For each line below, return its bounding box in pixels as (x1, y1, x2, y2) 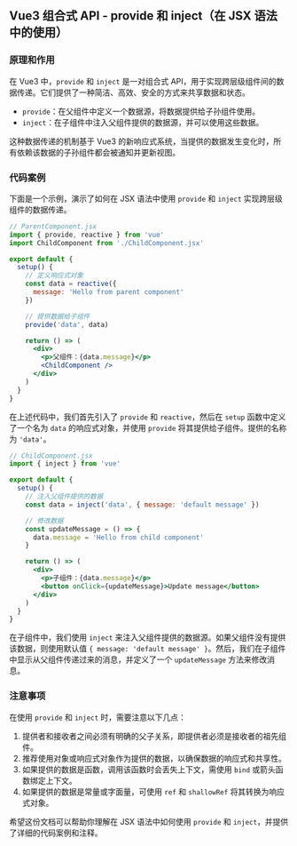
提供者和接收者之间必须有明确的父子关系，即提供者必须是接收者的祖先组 (21, 730, 286, 741)
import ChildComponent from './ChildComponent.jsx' (9, 238, 204, 247)
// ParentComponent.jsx (9, 221, 98, 231)
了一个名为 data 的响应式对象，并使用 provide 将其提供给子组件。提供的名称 (9, 422, 287, 433)
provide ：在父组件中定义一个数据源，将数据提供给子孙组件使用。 (21, 106, 260, 116)
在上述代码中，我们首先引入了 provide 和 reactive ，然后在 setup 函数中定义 (9, 411, 286, 422)
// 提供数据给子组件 (25, 312, 90, 321)
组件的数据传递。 (9, 204, 72, 215)
